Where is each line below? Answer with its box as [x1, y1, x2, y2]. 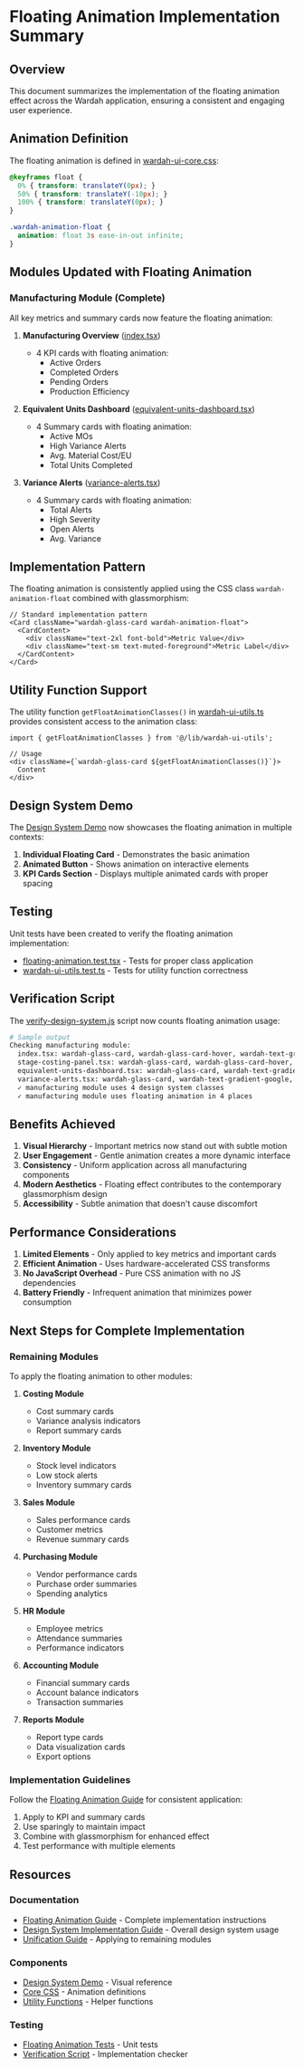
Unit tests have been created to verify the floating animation [9, 928, 233, 939]
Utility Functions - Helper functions [22, 1996, 154, 2007]
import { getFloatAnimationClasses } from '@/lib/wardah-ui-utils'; [9, 733, 273, 743]
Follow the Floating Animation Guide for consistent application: [9, 1795, 243, 1805]
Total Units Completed [49, 459, 133, 470]
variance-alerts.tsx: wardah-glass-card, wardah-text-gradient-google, [17, 1075, 294, 1084]
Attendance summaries [35, 1632, 123, 1643]
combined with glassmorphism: [71, 593, 190, 604]
